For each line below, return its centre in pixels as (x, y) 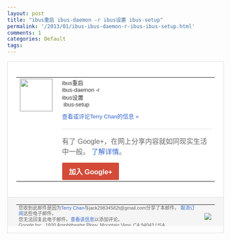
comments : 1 (24, 33)
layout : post (26, 13)
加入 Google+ (90, 172)
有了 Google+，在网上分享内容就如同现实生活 (134, 141)
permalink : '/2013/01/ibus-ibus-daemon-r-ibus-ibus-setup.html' (101, 26)
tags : (15, 45)
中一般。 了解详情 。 (93, 151)
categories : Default (37, 39)
